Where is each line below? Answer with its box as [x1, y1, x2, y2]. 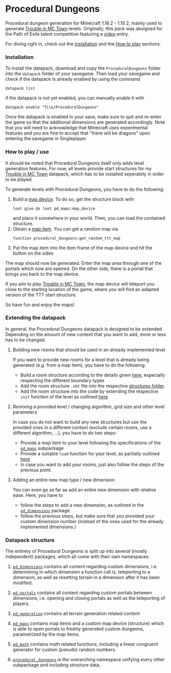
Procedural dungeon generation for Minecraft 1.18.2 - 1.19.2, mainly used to [5, 20, 162, 26]
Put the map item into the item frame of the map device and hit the [12, 244, 153, 251]
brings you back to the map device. [5, 271, 80, 277]
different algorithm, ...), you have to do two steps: [12, 430, 117, 436]
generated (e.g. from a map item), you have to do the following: [12, 362, 146, 368]
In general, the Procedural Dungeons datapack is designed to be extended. [5, 326, 163, 332]
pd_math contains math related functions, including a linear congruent [12, 641, 158, 647]
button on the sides [12, 250, 54, 256]
